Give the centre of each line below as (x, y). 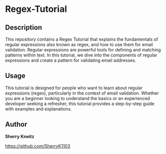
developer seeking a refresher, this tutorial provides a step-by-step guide (80, 103)
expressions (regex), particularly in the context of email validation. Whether (82, 93)
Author (16, 125)
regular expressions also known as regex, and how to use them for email (79, 45)
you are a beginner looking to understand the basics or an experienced (78, 98)
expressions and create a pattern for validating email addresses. (71, 60)
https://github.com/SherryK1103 (38, 146)
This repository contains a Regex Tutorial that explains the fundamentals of (82, 39)
